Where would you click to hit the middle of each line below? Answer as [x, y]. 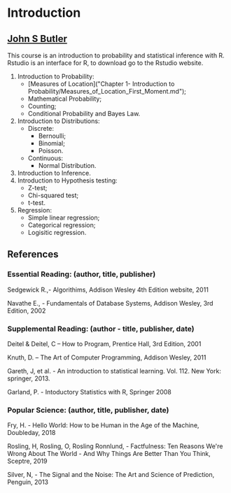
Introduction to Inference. [54, 173]
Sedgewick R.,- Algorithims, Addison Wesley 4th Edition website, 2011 [108, 290]
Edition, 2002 [27, 310]
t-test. [36, 203]
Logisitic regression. [57, 233]
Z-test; [37, 188]
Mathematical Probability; [65, 99]
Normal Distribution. [67, 165]
